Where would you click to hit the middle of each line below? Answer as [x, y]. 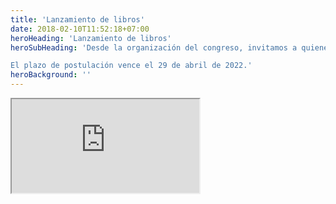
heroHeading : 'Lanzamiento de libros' [91, 38]
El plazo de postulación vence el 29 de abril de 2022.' [131, 66]
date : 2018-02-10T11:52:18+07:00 [80, 29]
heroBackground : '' [51, 75]
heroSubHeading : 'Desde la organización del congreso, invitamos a [154, 47]
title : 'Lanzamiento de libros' [77, 19]
